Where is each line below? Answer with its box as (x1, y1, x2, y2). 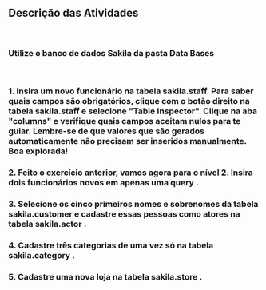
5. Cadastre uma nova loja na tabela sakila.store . (8, 271, 203, 282)
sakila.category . (8, 249, 76, 260)
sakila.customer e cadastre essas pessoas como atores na (8, 208, 241, 219)
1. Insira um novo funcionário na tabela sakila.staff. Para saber (8, 85, 254, 97)
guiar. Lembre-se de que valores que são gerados (8, 125, 205, 137)
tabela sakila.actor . (8, 218, 87, 229)
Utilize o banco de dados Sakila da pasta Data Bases (8, 47, 214, 58)
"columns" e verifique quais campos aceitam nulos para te (8, 116, 241, 127)
